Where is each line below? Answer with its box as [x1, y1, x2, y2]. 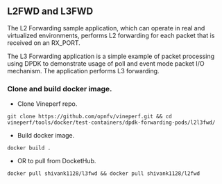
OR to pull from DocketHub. [17, 157, 96, 165]
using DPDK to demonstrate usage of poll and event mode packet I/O [7, 59, 205, 68]
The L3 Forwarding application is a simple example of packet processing [7, 52, 215, 60]
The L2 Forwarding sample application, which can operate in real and [7, 24, 205, 32]
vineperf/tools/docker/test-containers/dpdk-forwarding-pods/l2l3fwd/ [7, 119, 216, 127]
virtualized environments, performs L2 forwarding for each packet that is [7, 31, 215, 39]
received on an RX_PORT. [7, 38, 81, 47]
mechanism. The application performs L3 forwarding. [7, 66, 160, 75]
